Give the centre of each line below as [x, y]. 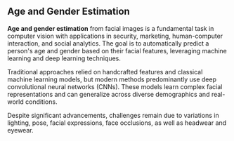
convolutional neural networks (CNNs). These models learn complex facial [115, 86]
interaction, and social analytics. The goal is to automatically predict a [108, 43]
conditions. [41, 102]
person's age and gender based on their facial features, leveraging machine [117, 51]
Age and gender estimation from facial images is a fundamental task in [111, 28]
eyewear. [20, 130]
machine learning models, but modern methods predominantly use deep [112, 79]
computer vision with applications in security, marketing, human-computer [115, 36]
